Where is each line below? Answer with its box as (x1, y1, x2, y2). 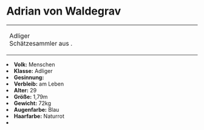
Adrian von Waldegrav (6, 4, 121, 18)
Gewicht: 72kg (14, 99, 52, 107)
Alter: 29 (14, 86, 37, 94)
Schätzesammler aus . (9, 39, 73, 47)
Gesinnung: (14, 74, 44, 81)
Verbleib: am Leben (14, 80, 64, 87)
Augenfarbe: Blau (14, 106, 59, 113)
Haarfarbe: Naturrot (14, 112, 65, 120)
